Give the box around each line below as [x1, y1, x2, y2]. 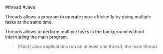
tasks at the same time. [5, 19, 53, 25]
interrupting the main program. [5, 34, 68, 40]
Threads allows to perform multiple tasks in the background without [5, 29, 145, 34]
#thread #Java [5, 4, 35, 10]
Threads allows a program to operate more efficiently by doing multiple [5, 14, 151, 19]
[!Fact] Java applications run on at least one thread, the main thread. [17, 44, 159, 49]
